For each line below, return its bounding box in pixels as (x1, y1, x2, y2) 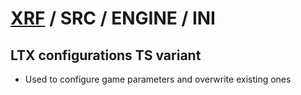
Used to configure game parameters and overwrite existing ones (24, 73, 292, 85)
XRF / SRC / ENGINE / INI (10, 7, 216, 30)
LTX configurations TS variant (10, 47, 202, 64)
